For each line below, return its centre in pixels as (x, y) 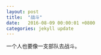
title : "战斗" (24, 17)
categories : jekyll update (40, 28)
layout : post (23, 12)
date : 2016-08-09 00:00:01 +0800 (51, 23)
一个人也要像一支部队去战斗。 (43, 46)
